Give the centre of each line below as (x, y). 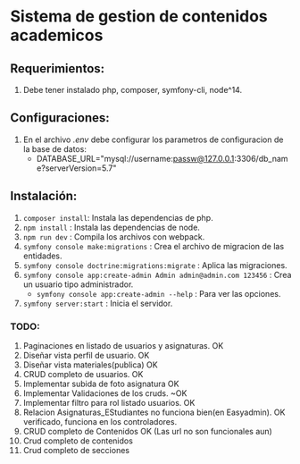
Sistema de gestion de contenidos (139, 17)
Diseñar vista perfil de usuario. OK (86, 355)
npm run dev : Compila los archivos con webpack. (114, 236)
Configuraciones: (60, 118)
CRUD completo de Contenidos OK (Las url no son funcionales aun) (148, 431)
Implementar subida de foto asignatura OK (101, 384)
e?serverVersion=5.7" (76, 168)
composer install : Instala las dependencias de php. (118, 217)
